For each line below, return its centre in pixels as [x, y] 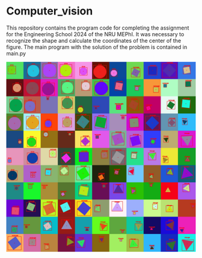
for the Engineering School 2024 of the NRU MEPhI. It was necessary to [95, 34]
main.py [16, 53]
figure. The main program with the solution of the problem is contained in [97, 47]
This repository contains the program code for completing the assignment [98, 28]
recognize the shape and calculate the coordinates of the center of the [94, 40]
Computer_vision [50, 11]
